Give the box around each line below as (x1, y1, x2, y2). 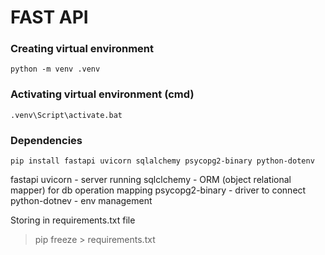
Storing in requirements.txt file (10, 214, 136, 226)
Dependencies (10, 133, 83, 147)
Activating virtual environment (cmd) (10, 87, 195, 101)
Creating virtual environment (10, 42, 155, 56)
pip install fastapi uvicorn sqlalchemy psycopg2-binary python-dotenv (10, 156, 315, 166)
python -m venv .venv (10, 64, 101, 75)
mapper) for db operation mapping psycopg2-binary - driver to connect (10, 184, 307, 196)
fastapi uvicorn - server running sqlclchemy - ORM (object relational (10, 174, 292, 186)
